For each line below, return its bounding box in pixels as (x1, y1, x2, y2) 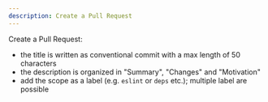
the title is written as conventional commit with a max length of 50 (19, 49, 241, 59)
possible (19, 84, 50, 94)
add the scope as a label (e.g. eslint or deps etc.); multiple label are (19, 75, 248, 85)
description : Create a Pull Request (8, 11, 132, 20)
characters (19, 58, 57, 68)
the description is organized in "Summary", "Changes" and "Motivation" (19, 66, 262, 77)
